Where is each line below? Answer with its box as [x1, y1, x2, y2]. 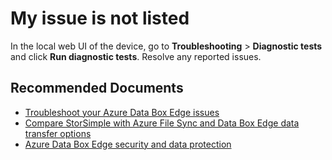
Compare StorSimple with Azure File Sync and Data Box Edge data [24, 117, 300, 129]
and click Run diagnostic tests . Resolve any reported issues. [10, 50, 262, 62]
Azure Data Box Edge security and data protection [24, 138, 232, 150]
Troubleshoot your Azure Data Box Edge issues [24, 106, 220, 118]
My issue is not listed [10, 7, 190, 30]
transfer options [24, 127, 92, 139]
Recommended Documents [10, 80, 184, 97]
